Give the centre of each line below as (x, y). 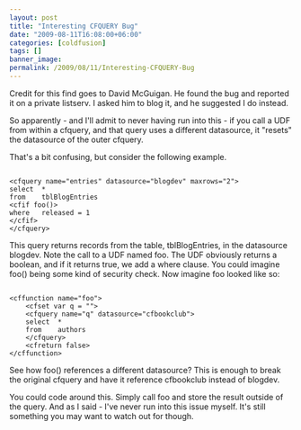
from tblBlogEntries (54, 197)
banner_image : (36, 59)
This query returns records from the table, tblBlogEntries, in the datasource (148, 245)
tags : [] (26, 51)
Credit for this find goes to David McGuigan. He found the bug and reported (149, 93)
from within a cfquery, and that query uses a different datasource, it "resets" (150, 130)
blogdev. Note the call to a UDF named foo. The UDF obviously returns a (143, 255)
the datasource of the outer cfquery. (76, 139)
